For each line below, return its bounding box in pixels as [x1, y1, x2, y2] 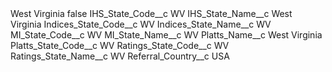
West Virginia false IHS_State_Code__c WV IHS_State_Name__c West [10, 8, 293, 19]
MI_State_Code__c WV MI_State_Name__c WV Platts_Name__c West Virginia [10, 29, 323, 41]
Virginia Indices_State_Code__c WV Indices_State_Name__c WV [10, 18, 272, 30]
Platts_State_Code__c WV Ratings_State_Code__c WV [10, 40, 230, 51]
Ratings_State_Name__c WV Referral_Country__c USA [10, 50, 230, 62]
